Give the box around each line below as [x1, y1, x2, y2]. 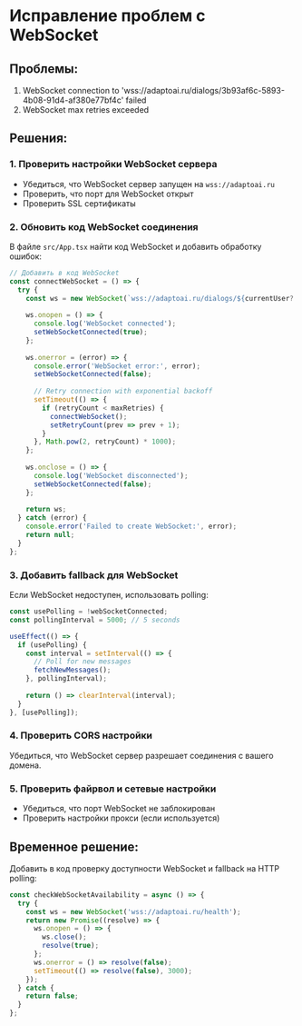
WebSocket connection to [22, 85, 120, 95]
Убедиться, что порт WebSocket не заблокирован [22, 803, 216, 814]
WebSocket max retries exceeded [22, 105, 150, 115]
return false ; [25, 991, 79, 1001]
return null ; [25, 531, 75, 540]
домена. [9, 760, 42, 771]
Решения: [9, 131, 68, 146]
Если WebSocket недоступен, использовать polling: [9, 590, 209, 601]
